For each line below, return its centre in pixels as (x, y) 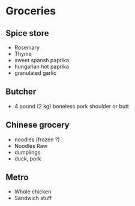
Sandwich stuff (33, 198)
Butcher (21, 92)
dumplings (27, 152)
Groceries (31, 11)
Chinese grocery (37, 125)
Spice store (27, 33)
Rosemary (27, 47)
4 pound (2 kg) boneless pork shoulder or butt (72, 106)
